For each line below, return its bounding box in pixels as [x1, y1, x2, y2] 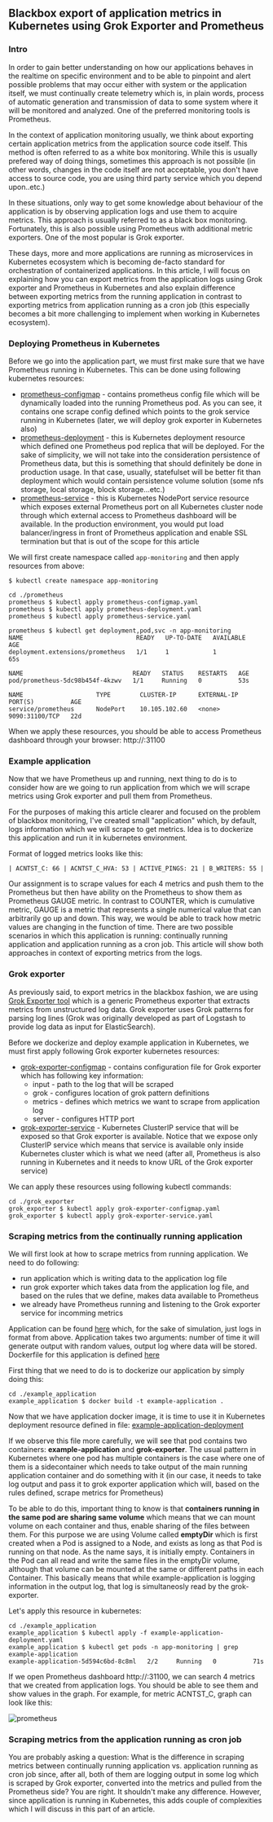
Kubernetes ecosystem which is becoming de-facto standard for [8, 257, 226, 266]
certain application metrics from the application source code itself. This [8, 139, 248, 148]
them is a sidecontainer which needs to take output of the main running [8, 1462, 249, 1472]
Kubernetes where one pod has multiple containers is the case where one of [8, 1453, 265, 1463]
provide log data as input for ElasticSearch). [8, 1022, 156, 1032]
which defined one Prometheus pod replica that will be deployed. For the [20, 441, 265, 451]
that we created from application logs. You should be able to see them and [8, 1680, 258, 1690]
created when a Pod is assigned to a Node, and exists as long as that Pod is [8, 1538, 262, 1547]
